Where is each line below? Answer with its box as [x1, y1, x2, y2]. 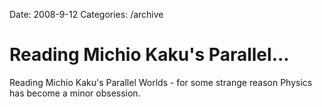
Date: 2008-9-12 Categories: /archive [9, 9, 164, 20]
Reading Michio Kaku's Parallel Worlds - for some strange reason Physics [9, 76, 313, 88]
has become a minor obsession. [9, 87, 141, 99]
